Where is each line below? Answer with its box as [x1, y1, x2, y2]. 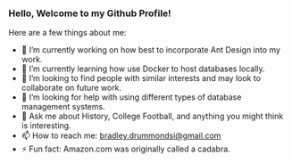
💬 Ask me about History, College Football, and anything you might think [21, 110, 284, 122]
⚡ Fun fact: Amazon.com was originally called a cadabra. [21, 143, 231, 154]
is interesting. [21, 120, 72, 131]
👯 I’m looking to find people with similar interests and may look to [21, 73, 261, 84]
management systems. [21, 102, 105, 112]
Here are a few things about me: [8, 28, 127, 38]
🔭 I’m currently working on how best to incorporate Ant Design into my [21, 45, 280, 55]
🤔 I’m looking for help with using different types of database [21, 92, 242, 102]
